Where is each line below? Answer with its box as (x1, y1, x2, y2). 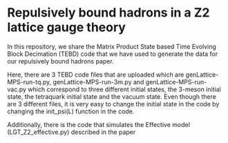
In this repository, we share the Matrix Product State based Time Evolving (7, 42, 216, 50)
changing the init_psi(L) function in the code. (7, 107, 135, 115)
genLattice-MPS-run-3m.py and (53, 77, 144, 86)
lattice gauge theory (7, 19, 126, 35)
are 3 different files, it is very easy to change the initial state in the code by (7, 99, 220, 108)
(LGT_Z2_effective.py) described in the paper (7, 128, 136, 136)
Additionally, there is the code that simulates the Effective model (7, 120, 190, 128)
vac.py (7, 85, 26, 93)
